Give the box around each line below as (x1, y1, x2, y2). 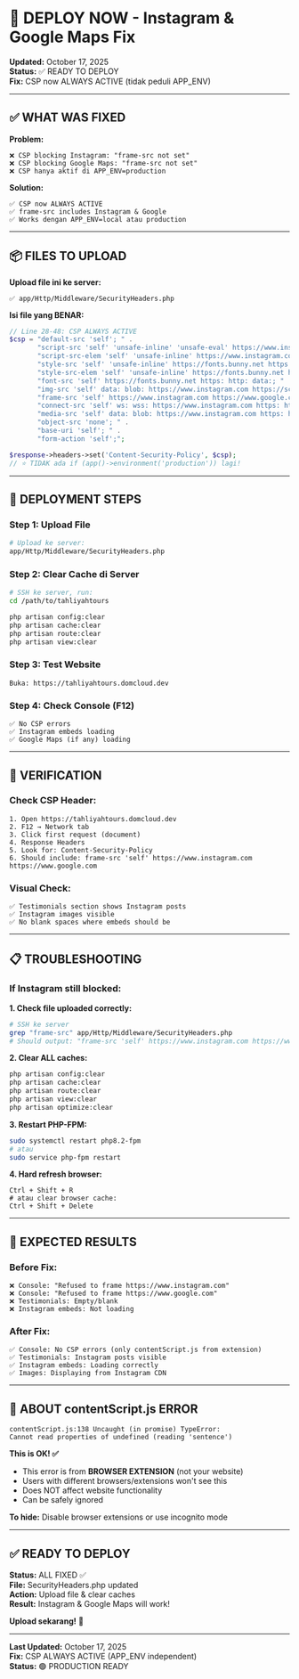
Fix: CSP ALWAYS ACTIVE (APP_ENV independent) (9, 1651, 198, 1662)
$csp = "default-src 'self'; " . (9, 335, 133, 344)
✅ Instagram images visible (9, 910, 116, 919)
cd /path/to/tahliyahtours (9, 597, 109, 606)
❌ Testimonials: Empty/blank (9, 1297, 118, 1306)
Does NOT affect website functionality (21, 1485, 163, 1496)
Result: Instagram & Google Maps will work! (9, 1599, 171, 1610)
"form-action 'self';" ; (36, 434, 125, 444)
